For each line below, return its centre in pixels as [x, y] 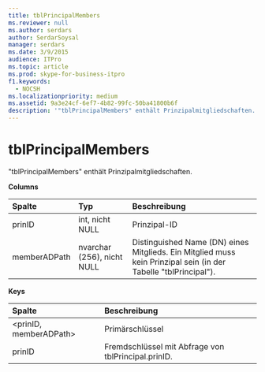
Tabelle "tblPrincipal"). [174, 271]
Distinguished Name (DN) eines [190, 242]
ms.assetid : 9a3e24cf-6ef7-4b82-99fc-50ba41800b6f [93, 103]
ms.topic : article [38, 67]
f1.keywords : [30, 81]
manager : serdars [37, 45]
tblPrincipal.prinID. [138, 356]
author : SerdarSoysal [44, 37]
